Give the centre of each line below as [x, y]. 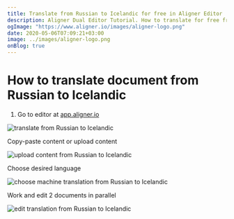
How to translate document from [103, 80]
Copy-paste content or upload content [62, 141]
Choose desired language [44, 168]
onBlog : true [26, 46]
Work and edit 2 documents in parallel [62, 195]
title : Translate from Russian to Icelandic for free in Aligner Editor [115, 14]
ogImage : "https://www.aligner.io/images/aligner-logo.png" [96, 26]
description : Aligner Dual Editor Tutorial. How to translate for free [113, 20]
